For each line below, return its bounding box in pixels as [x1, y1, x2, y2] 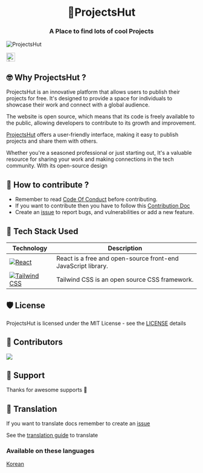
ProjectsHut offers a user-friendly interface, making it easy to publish [6, 131, 179, 139]
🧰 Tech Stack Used [6, 226, 79, 236]
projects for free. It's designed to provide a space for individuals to [6, 95, 173, 102]
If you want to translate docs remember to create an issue [6, 420, 150, 427]
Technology [12, 244, 48, 252]
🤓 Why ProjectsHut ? [6, 72, 86, 82]
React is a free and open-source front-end [56, 254, 179, 263]
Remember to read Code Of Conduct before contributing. [14, 196, 158, 203]
